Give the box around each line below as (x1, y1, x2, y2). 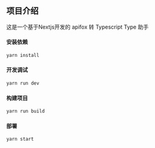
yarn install (6, 53, 40, 59)
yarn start (6, 136, 34, 142)
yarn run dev (6, 80, 40, 87)
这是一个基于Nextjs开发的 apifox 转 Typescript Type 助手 (6, 23, 149, 31)
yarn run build (6, 108, 45, 114)
